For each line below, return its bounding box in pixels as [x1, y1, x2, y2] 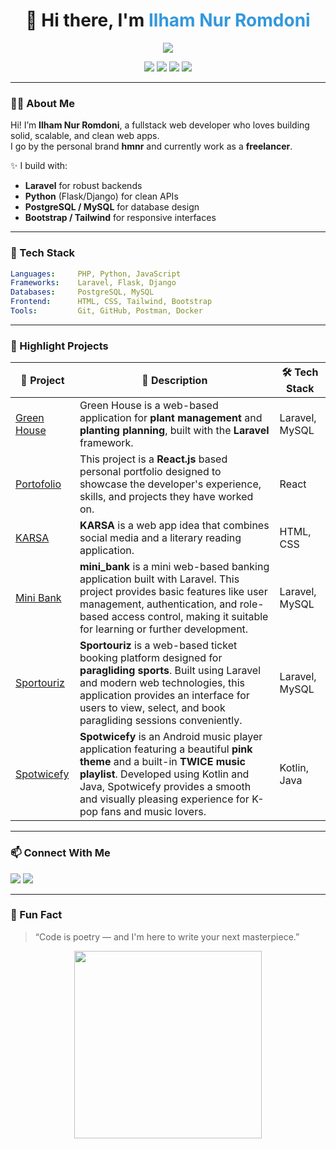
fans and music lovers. [100, 805, 207, 819]
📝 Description [141, 373, 208, 387]
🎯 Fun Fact [10, 908, 63, 922]
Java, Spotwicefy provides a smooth [79, 780, 252, 794]
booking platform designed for [79, 651, 223, 665]
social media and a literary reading [79, 531, 242, 545]
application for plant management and [79, 411, 263, 425]
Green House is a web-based [79, 399, 219, 413]
